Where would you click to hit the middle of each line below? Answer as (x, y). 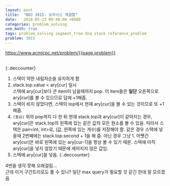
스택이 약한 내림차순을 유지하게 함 (46, 78)
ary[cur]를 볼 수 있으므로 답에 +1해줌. (50, 98)
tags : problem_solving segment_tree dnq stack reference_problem (76, 34)
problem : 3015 (20, 39)
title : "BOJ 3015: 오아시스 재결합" (41, 15)
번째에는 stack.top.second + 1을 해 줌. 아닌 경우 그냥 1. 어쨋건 (87, 136)
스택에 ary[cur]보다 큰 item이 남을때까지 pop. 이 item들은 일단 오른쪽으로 (86, 91)
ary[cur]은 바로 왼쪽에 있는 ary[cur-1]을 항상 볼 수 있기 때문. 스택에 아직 (84, 142)
